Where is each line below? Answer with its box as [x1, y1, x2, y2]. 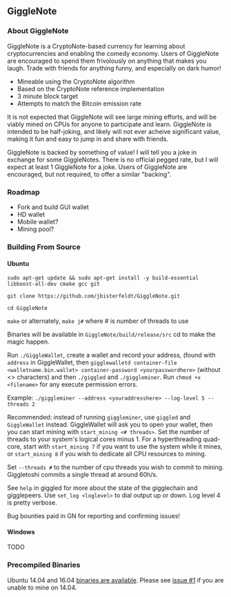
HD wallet [17, 210, 46, 218]
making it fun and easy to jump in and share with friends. [7, 135, 169, 143]
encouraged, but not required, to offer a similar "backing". [7, 170, 172, 178]
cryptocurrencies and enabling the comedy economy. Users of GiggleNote [7, 49, 219, 57]
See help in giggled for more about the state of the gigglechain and [7, 484, 198, 492]
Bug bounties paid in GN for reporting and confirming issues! [7, 512, 181, 520]
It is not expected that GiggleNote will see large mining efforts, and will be [7, 112, 217, 121]
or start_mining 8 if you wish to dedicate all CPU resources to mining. [7, 450, 207, 458]
